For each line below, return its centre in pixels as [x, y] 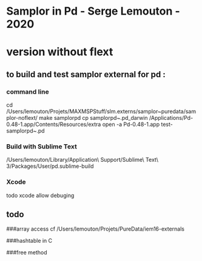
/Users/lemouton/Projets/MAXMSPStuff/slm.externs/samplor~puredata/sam [101, 111]
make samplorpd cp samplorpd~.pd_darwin [93, 118]
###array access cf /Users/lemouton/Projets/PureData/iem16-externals [96, 229]
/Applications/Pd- [171, 118]
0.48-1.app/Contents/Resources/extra [54, 124]
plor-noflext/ [22, 118]
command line [28, 91]
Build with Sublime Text [42, 146]
